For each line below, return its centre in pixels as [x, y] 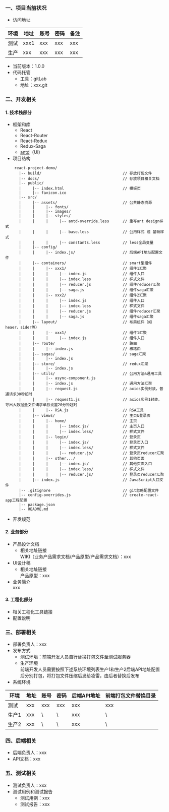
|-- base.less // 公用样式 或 [105, 232]
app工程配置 [16, 501]
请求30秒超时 [21, 394]
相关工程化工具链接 [33, 611]
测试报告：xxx [35, 804]
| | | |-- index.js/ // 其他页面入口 [85, 464]
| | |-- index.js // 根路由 [80, 349]
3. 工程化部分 [19, 600]
